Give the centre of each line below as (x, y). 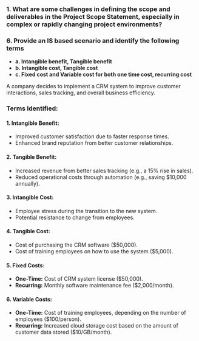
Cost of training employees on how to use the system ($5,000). (94, 251)
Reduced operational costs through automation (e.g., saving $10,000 (101, 177)
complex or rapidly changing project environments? (84, 24)
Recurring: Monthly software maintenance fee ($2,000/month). (94, 286)
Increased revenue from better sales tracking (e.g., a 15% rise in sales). (104, 170)
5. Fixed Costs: (25, 265)
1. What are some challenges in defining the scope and (88, 9)
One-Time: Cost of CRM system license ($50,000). (79, 279)
